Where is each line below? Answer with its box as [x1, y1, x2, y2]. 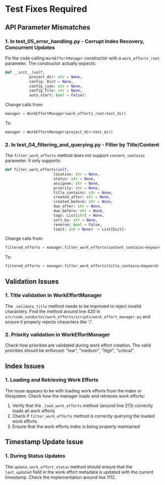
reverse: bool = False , [53, 222, 102, 227]
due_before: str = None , [53, 208, 105, 214]
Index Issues [5, 362, 45, 370]
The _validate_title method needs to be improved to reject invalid [5, 303, 141, 309]
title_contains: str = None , [53, 190, 113, 195]
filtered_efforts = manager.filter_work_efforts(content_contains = [5, 245, 146, 250]
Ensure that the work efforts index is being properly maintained [12, 423, 140, 429]
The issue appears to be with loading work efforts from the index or [5, 388, 142, 393]
